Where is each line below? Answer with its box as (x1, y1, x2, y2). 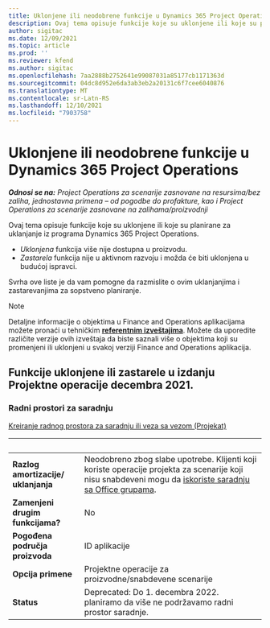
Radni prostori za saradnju (8, 403, 114, 414)
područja (12, 540, 48, 552)
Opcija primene (12, 568, 72, 580)
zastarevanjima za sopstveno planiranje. (8, 285, 142, 295)
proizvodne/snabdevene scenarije (84, 573, 213, 585)
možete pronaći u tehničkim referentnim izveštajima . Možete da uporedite (8, 325, 256, 335)
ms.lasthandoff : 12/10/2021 (8, 101, 103, 109)
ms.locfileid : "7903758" (8, 109, 92, 118)
